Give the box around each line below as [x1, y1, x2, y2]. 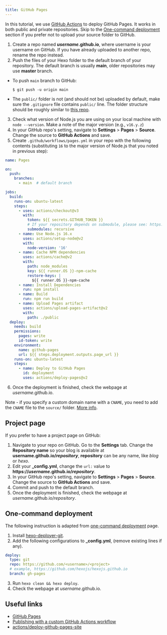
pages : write [18, 333, 46, 338]
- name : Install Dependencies [18, 283, 81, 288]
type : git [9, 557, 30, 562]
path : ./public [27, 315, 59, 320]
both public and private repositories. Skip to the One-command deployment [5, 26, 160, 32]
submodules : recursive [27, 227, 75, 232]
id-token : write [18, 338, 52, 343]
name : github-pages [18, 347, 59, 352]
